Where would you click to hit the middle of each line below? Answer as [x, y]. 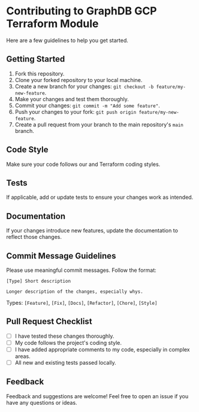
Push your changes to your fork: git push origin [76, 111]
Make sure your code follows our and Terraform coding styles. [83, 164]
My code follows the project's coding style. [68, 343]
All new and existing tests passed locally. [66, 363]
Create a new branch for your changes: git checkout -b [84, 86]
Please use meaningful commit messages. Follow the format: [82, 270]
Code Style [27, 150]
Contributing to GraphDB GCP [82, 11]
